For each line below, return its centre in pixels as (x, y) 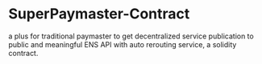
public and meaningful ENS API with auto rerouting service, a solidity (123, 44)
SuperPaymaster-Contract (99, 14)
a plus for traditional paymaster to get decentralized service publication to (131, 36)
